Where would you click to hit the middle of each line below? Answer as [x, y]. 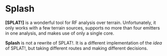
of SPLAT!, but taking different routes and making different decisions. [76, 48]
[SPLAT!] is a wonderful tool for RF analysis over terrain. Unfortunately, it [81, 22]
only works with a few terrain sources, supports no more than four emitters [83, 27]
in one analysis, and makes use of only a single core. [60, 33]
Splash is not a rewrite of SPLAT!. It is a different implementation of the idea [83, 42]
